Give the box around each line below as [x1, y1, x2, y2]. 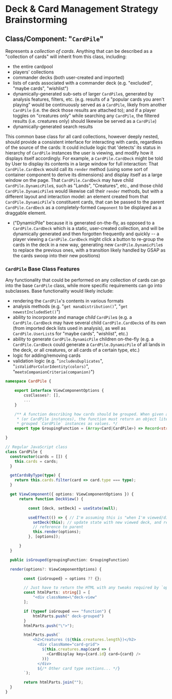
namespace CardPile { [5, 379, 52, 384]
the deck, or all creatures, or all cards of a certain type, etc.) [12, 347, 140, 353]
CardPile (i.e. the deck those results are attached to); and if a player [12, 107, 156, 113]
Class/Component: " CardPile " [5, 34, 104, 43]
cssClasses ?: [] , [24, 393, 60, 398]
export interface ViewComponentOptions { [14, 388, 104, 393]
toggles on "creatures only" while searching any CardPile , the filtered [12, 112, 160, 119]
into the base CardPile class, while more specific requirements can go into [5, 282, 162, 289]
